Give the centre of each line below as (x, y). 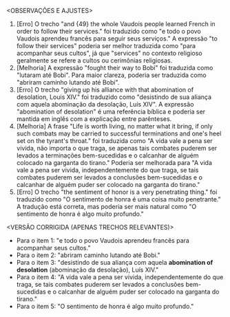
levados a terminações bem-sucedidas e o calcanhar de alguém (107, 155)
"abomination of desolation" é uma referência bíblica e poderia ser (111, 111)
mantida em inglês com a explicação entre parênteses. (94, 119)
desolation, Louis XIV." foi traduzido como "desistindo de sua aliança (114, 97)
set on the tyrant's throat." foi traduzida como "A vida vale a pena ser (114, 141)
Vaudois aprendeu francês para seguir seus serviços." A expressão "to (117, 39)
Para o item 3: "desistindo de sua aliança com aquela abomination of (115, 262)
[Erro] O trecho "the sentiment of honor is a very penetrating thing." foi (117, 192)
